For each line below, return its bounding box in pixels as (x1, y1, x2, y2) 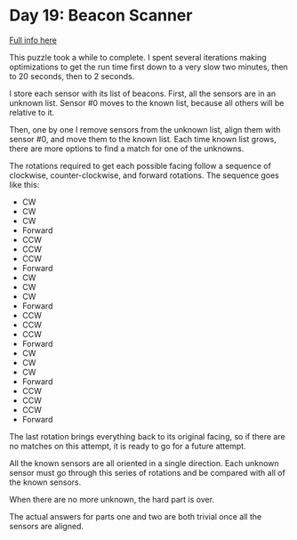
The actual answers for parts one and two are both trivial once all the (9, 511, 262, 521)
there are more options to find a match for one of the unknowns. (9, 143, 245, 154)
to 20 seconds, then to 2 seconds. (9, 70, 135, 81)
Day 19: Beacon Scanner (9, 5, 193, 26)
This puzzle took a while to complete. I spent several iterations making (9, 52, 267, 62)
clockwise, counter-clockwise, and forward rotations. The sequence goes (9, 170, 280, 181)
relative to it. (9, 107, 55, 117)
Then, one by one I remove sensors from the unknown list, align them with (9, 124, 281, 134)
